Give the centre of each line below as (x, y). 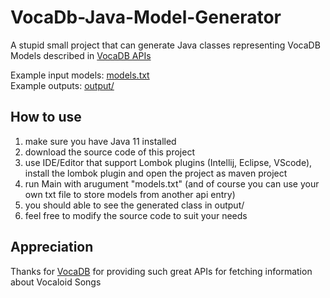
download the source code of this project (109, 152)
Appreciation (52, 247)
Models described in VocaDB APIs (81, 55)
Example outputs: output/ (62, 85)
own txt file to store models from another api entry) (130, 194)
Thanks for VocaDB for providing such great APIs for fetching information (161, 271)
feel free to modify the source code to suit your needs (136, 215)
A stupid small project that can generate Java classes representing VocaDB (165, 45)
